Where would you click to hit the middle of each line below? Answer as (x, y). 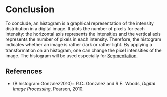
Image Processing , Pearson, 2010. (48, 89)
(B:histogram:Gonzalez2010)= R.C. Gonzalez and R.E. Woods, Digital (84, 83)
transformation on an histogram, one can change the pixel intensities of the (83, 50)
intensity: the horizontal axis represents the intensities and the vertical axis (83, 34)
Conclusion (30, 9)
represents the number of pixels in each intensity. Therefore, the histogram (83, 39)
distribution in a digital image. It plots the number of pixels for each (75, 28)
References (24, 71)
